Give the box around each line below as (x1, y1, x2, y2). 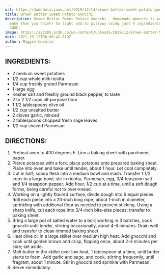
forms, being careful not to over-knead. (12, 186, 92, 192)
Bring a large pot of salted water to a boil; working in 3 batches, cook (12, 218, 152, 223)
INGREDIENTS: (5, 57, 51, 66)
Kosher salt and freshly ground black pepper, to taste (12, 91, 120, 97)
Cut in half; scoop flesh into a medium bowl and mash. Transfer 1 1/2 (12, 170, 151, 177)
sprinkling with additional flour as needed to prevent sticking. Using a (12, 202, 153, 208)
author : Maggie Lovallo (5, 39, 54, 44)
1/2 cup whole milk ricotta (12, 76, 65, 82)
